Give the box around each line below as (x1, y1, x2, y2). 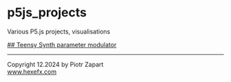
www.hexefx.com (7, 67, 57, 76)
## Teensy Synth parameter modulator (7, 40, 117, 49)
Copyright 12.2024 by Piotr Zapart (7, 60, 104, 68)
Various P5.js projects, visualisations (7, 27, 111, 36)
